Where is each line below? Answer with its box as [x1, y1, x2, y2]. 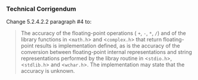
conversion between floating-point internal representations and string [20, 49, 193, 56]
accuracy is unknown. [20, 68, 75, 75]
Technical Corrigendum [6, 5, 76, 13]
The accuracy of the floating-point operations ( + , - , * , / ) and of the [20, 30, 187, 37]
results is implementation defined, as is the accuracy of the [35, 42, 180, 49]
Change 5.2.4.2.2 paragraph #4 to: [6, 18, 92, 25]
